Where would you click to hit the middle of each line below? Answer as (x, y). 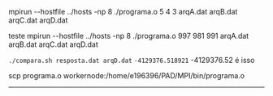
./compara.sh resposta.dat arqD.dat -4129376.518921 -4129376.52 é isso (132, 60)
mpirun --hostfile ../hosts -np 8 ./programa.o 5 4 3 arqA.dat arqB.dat (123, 12)
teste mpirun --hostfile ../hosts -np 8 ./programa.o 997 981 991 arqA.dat (129, 36)
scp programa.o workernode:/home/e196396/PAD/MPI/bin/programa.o (127, 75)
